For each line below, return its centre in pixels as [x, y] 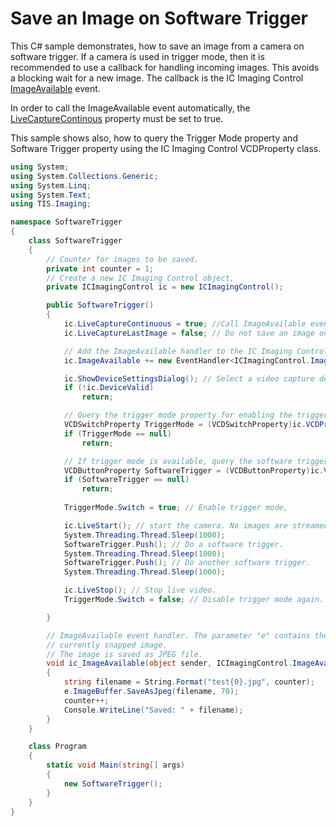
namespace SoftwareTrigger [66, 222]
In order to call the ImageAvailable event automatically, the [130, 108]
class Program [57, 747]
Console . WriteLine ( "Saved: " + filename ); [153, 710]
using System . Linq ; [51, 185]
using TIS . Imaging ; [51, 204]
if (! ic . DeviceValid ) [109, 388]
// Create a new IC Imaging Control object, [140, 278]
